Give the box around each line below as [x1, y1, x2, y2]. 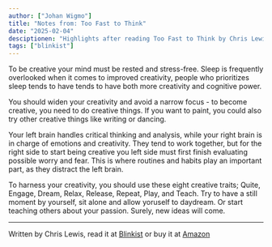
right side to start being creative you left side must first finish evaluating [8, 147, 249, 157]
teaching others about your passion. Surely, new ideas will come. [8, 206, 226, 215]
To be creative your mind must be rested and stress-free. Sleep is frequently [8, 64, 264, 74]
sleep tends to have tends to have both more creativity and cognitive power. [8, 82, 262, 92]
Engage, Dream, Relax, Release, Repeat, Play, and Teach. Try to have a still [8, 189, 257, 198]
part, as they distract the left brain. [8, 164, 124, 174]
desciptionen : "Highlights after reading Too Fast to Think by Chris [8, 34, 249, 43]
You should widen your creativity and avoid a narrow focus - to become [8, 97, 248, 107]
